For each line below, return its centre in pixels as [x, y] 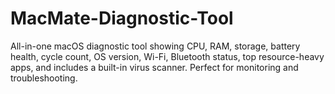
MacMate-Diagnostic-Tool [122, 18]
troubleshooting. [44, 78]
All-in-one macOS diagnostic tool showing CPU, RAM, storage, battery [155, 46]
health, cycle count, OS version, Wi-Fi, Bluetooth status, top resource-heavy [167, 56]
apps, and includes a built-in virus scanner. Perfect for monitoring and [154, 67]
